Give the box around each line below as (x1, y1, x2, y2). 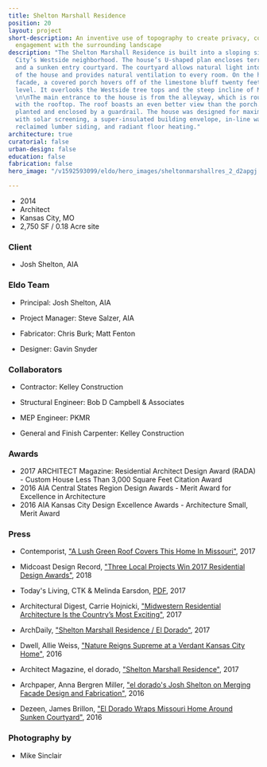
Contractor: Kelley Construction (19, 382, 124, 391)
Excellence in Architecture (19, 492, 106, 501)
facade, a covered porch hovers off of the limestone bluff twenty (15, 78, 244, 86)
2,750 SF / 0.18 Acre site (19, 222, 99, 231)
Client (8, 241, 32, 252)
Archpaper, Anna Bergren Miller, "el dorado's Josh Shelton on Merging (19, 680, 251, 690)
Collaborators (8, 364, 63, 375)
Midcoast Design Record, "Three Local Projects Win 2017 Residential (19, 562, 246, 572)
